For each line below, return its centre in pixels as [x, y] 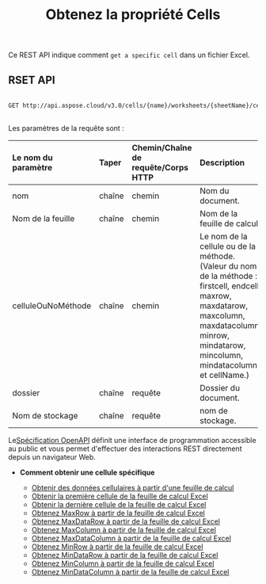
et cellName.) [225, 375]
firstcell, [215, 285]
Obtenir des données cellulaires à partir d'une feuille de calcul [133, 487]
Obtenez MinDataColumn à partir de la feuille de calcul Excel [130, 571]
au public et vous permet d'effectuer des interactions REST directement [125, 448]
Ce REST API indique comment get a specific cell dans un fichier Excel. [129, 55]
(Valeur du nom [228, 265]
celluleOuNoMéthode [52, 305]
